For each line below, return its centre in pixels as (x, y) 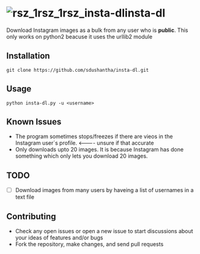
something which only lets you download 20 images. (81, 156)
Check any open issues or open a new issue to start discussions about (104, 231)
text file (25, 197)
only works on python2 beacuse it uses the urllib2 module (80, 36)
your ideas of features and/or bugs (59, 238)
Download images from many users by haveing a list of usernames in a (104, 190)
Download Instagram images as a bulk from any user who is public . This (97, 30)
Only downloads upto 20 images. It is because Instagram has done (99, 150)
